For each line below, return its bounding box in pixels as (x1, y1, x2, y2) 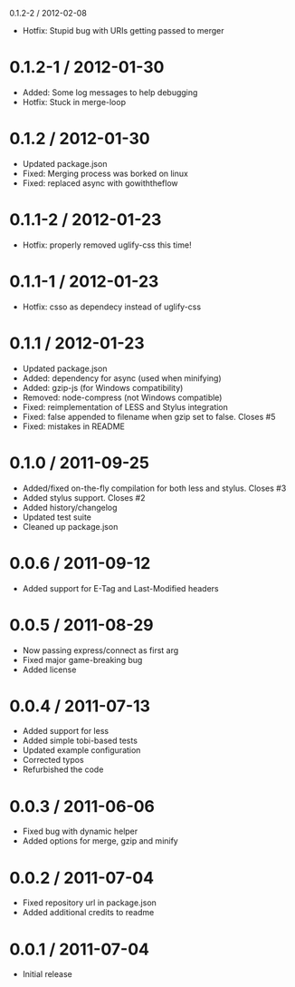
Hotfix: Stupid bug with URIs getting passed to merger (22, 25, 224, 35)
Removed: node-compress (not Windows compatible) (22, 392, 223, 403)
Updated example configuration (22, 745, 141, 756)
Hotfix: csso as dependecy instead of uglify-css (22, 301, 202, 312)
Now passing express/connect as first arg (22, 644, 179, 656)
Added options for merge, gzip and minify (22, 836, 178, 846)
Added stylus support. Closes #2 (22, 492, 146, 503)
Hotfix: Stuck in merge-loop (22, 96, 127, 107)
